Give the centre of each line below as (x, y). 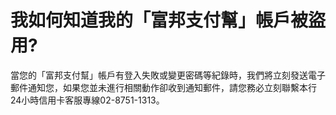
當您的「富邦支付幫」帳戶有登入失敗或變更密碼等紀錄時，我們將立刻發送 (159, 75)
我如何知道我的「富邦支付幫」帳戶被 (159, 20)
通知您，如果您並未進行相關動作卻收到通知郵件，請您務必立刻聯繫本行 (172, 87)
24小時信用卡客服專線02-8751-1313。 (87, 100)
